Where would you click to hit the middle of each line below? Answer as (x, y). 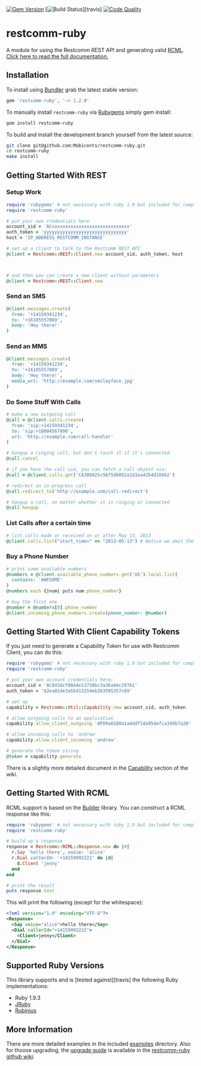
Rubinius (26, 1011)
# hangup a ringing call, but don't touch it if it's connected (88, 453)
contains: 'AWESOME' (37, 580)
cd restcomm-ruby (28, 151)
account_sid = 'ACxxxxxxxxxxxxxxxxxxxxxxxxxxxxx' (69, 227)
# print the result (31, 885)
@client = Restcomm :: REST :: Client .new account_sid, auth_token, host (95, 254)
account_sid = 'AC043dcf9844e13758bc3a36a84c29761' (72, 686)
